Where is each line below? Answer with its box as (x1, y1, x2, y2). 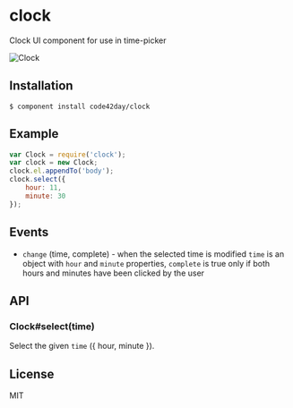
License (9, 366, 55, 381)
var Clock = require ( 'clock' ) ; (9, 149, 126, 159)
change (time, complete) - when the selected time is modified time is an (22, 248, 285, 259)
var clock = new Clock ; (9, 158, 99, 167)
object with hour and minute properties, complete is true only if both (22, 258, 271, 268)
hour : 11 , (25, 183, 63, 192)
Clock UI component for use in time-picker (9, 35, 167, 46)
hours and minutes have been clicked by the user (22, 268, 204, 278)
